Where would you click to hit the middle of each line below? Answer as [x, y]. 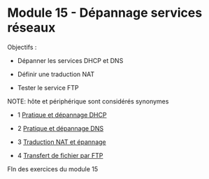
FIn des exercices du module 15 [53, 169]
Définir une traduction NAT [56, 74]
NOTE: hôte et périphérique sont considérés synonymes [88, 101]
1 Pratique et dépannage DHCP [62, 115]
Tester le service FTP [48, 87]
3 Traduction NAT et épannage [62, 142]
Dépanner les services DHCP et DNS [70, 60]
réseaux [31, 28]
